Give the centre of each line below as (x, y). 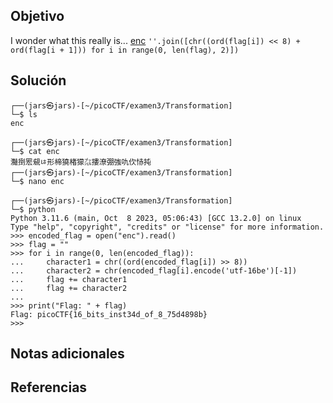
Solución (38, 80)
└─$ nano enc (37, 181)
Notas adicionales (67, 354)
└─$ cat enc (35, 151)
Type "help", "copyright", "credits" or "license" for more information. (167, 227)
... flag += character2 (69, 288)
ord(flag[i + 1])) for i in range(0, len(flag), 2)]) (125, 50)
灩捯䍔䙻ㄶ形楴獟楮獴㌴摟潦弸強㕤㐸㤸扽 (81, 162)
